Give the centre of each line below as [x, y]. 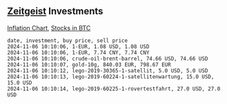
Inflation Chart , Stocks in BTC [49, 28]
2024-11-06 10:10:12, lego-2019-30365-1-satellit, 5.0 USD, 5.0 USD [108, 71]
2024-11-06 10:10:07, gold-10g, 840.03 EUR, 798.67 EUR [89, 65]
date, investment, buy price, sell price [68, 41]
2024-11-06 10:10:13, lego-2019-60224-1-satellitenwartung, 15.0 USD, [111, 76]
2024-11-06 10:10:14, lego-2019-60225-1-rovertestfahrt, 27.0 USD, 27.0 [114, 89]
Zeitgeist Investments [55, 11]
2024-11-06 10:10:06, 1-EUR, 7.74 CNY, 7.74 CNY [78, 52]
